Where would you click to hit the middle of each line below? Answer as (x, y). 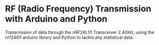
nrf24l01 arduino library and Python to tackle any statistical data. (70, 37)
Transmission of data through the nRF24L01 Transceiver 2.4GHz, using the (80, 32)
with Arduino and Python (56, 19)
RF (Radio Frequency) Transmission (78, 9)
